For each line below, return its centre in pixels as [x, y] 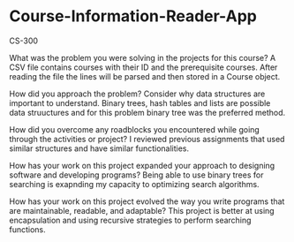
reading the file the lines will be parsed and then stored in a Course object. [145, 76]
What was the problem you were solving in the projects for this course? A [143, 57]
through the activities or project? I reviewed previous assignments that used [147, 139]
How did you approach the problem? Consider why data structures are [137, 94]
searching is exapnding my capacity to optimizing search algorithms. [134, 184]
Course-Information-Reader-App [133, 16]
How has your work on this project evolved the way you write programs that [147, 201]
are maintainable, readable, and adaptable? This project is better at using [142, 210]
